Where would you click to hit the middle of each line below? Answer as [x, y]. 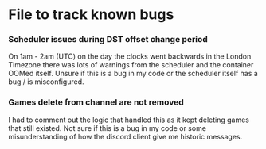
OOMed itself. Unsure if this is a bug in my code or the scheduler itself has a [133, 74]
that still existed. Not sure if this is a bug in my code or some [108, 128]
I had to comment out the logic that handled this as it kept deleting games [129, 120]
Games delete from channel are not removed [96, 102]
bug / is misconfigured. [47, 82]
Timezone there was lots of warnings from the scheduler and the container [131, 65]
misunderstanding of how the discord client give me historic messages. [125, 136]
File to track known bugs [91, 15]
